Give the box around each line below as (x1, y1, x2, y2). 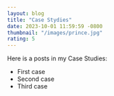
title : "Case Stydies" (7, 16, 72, 23)
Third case (16, 82, 48, 91)
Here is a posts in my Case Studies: (7, 54, 108, 62)
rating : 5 (7, 36, 36, 43)
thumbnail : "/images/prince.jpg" (7, 29, 103, 36)
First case (16, 68, 46, 76)
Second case (16, 75, 55, 83)
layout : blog (7, 10, 45, 17)
